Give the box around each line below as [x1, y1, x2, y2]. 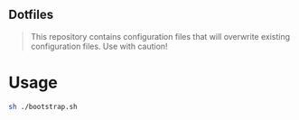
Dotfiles [8, 7, 54, 23]
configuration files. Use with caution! [30, 41, 168, 51]
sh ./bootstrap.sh [8, 102, 78, 111]
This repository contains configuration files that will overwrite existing [30, 31, 291, 42]
